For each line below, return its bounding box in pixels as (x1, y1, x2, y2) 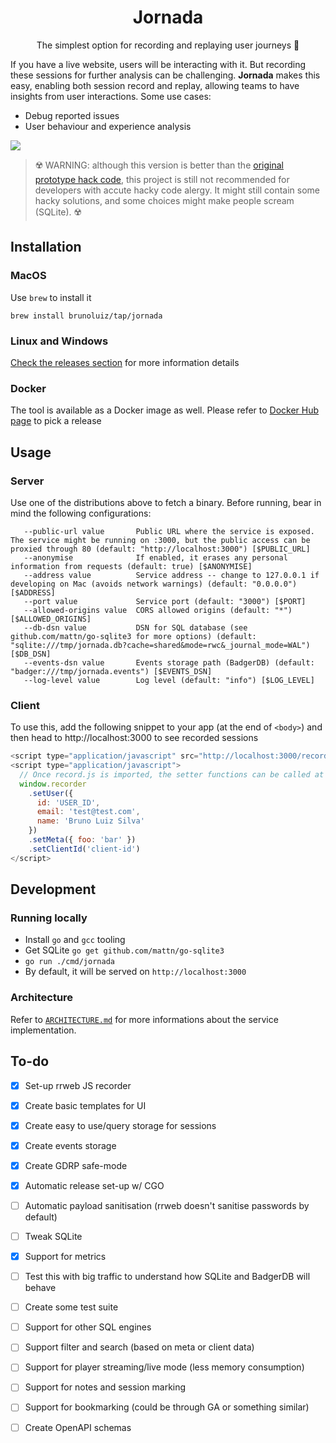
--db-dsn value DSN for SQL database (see (23, 622, 248, 633)
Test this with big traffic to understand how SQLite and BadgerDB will (24, 1271, 311, 1283)
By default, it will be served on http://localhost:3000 (24, 966, 247, 978)
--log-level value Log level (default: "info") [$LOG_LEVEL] (23, 675, 315, 685)
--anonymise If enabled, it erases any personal (23, 552, 288, 563)
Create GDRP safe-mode (24, 1159, 128, 1171)
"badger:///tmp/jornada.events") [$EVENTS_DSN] (10, 666, 213, 676)
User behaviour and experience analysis (24, 120, 192, 132)
